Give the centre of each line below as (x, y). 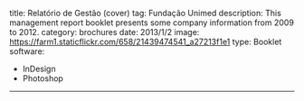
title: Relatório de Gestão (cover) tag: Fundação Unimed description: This (146, 13)
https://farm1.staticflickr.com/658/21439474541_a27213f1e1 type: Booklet (146, 41)
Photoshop (43, 78)
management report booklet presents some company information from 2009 (152, 23)
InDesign (39, 69)
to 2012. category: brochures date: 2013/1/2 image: (104, 32)
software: (27, 51)
